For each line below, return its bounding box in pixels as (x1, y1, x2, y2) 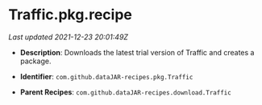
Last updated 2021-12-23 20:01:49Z (8, 32, 129, 42)
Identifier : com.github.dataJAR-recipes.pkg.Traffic (19, 71, 193, 81)
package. (19, 56, 52, 66)
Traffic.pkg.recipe (8, 6, 133, 24)
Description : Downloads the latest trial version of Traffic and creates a (19, 47, 255, 57)
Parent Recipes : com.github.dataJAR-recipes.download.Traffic (19, 87, 231, 97)
